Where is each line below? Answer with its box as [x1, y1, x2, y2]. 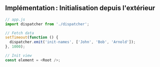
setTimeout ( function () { [5, 35, 58, 40]
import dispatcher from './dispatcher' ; [5, 22, 90, 27]
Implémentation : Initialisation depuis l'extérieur [5, 4, 156, 12]
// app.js [5, 17, 26, 22]
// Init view [5, 53, 32, 58]
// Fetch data [5, 31, 35, 35]
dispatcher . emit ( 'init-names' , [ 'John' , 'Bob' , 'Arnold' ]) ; [9, 39, 136, 45]
